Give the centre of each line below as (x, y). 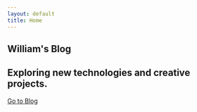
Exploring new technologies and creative (99, 73)
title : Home (25, 20)
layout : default (31, 14)
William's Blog (39, 49)
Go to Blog (23, 101)
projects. (27, 84)
